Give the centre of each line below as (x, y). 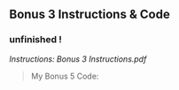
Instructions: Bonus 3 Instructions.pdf (78, 59)
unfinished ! (35, 40)
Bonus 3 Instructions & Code (89, 15)
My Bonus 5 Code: (65, 76)
